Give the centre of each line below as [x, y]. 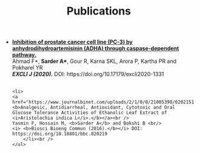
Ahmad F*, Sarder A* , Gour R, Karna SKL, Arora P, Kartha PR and [94, 61]
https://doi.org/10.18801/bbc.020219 [60, 134]
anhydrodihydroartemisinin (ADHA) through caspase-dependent [95, 48]
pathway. [24, 55]
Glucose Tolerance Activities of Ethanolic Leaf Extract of [89, 113]
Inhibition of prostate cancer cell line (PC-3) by [72, 42]
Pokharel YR [27, 68]
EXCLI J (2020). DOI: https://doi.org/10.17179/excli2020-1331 [88, 74]
